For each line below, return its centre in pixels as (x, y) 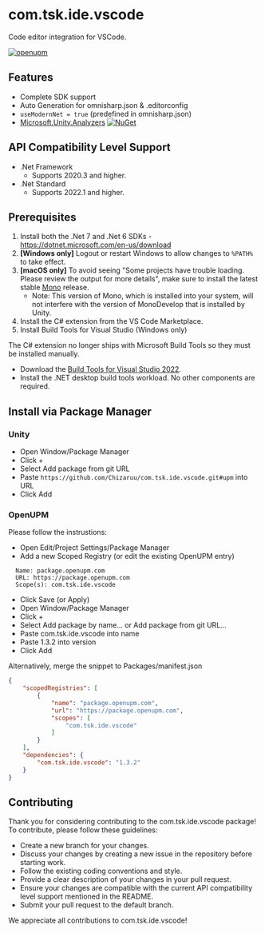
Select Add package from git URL (75, 468)
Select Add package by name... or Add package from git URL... (123, 625)
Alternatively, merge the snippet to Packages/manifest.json (105, 666)
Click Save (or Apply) (55, 600)
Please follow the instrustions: (58, 532)
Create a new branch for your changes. (84, 846)
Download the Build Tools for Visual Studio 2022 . (101, 369)
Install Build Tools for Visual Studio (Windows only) (103, 330)
